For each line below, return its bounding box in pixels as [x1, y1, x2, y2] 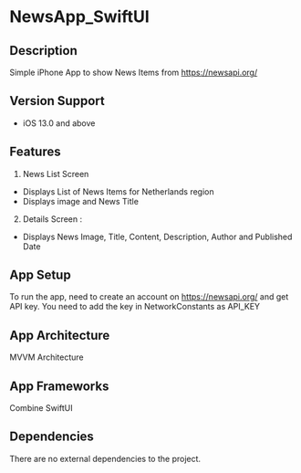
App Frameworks [9, 378, 109, 394]
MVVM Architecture [9, 352, 84, 363]
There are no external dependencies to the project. [9, 453, 202, 464]
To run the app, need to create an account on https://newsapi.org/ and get [9, 291, 289, 302]
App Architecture [9, 327, 110, 343]
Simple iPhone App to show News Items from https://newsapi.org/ [9, 67, 258, 78]
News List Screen [22, 168, 89, 179]
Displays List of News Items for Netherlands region [22, 185, 214, 197]
